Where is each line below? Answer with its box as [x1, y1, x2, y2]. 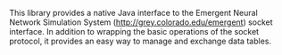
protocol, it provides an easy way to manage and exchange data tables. [9, 35, 272, 46]
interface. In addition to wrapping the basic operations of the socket [9, 27, 260, 36]
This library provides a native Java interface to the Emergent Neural [9, 8, 259, 18]
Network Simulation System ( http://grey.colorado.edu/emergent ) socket [9, 17, 274, 27]
